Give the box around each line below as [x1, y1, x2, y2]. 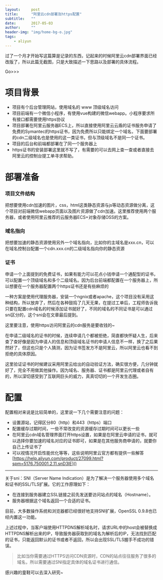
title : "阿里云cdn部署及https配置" [5, 12, 82, 17]
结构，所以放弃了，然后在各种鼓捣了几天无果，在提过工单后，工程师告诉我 [9, 300, 158, 306]
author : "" [5, 25, 36, 30]
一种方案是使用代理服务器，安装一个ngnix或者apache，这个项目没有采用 [5, 293, 150, 299]
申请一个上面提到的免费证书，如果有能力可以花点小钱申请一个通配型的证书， [5, 271, 158, 277]
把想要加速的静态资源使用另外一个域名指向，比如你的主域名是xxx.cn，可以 [5, 239, 154, 246]
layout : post [5, 7, 40, 12]
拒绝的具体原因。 [5, 351, 39, 357]
